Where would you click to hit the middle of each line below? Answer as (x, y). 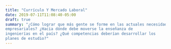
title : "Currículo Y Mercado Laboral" (46, 10)
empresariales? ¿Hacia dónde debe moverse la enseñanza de (69, 29)
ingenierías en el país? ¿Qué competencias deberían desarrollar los (81, 34)
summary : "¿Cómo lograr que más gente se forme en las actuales (75, 24)
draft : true (18, 19)
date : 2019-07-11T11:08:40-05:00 (41, 15)
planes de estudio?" (27, 39)
